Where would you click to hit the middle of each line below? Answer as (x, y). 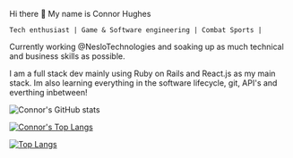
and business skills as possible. (67, 56)
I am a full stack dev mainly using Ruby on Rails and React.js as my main (142, 73)
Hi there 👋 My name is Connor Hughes (80, 14)
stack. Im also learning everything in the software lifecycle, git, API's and (143, 83)
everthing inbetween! (48, 92)
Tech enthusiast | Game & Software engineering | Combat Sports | (136, 30)
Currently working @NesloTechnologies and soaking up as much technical (146, 46)
